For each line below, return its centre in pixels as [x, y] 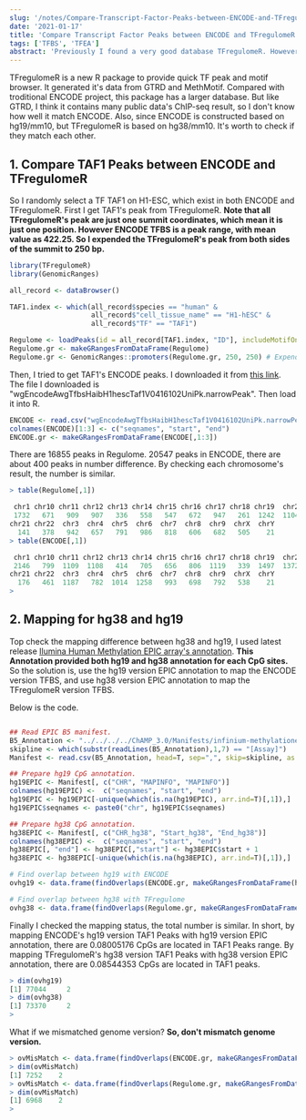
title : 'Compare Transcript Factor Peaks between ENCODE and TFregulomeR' [154, 35]
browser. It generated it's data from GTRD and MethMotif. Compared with [147, 87]
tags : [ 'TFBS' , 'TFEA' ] [55, 43]
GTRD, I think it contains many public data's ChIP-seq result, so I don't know [153, 107]
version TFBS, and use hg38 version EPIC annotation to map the [130, 680]
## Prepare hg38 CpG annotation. [73, 824]
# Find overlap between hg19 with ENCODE [89, 875]
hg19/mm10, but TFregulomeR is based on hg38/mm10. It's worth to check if [152, 126]
